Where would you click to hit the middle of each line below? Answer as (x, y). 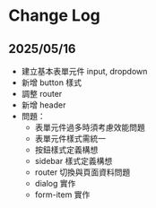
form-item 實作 (62, 195)
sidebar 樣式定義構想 (74, 161)
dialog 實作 (55, 183)
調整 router (42, 94)
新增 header (43, 105)
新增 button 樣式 (52, 82)
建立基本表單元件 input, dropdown (84, 71)
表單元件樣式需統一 (70, 139)
